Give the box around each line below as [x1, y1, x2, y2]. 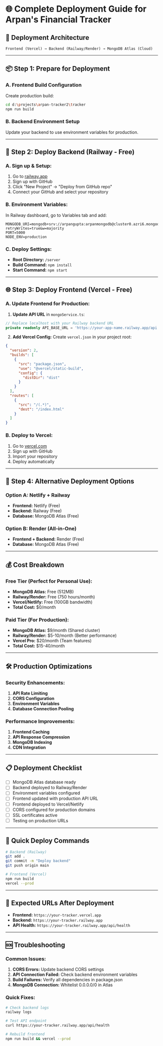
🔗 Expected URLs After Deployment [5, 899, 114, 907]
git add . [5, 854, 26, 859]
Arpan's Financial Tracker [5, 14, 112, 25]
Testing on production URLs [12, 817, 68, 823]
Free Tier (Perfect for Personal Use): [5, 577, 92, 584]
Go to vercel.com [12, 443, 47, 449]
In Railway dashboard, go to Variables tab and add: [5, 212, 107, 218]
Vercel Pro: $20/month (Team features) [12, 638, 92, 644]
